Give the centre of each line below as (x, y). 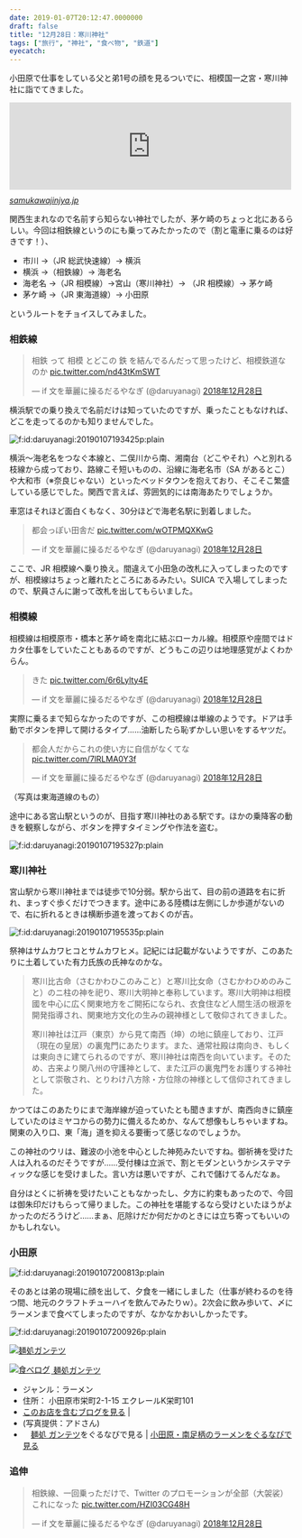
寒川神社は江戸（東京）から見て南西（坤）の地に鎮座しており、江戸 (157, 1035)
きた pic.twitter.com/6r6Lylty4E (90, 680)
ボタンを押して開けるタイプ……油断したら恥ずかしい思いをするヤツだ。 (158, 729)
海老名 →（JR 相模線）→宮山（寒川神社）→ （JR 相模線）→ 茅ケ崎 (147, 283)
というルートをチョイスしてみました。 (80, 314)
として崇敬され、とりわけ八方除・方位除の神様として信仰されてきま (157, 1080)
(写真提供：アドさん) (61, 1423)
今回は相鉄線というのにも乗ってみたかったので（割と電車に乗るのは (159, 230)
